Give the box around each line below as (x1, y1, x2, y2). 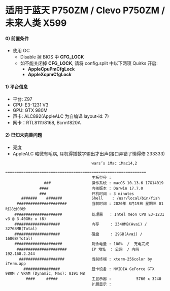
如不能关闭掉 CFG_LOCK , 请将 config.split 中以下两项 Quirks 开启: (20, 60, 158, 67)
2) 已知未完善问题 (5, 132, 42, 138)
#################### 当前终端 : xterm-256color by (18, 256, 152, 262)
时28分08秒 (5, 206, 26, 211)
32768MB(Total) (5, 226, 38, 231)
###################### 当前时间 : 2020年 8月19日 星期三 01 (16, 201, 164, 206)
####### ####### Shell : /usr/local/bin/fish (21, 196, 160, 201)
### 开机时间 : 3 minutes (39, 191, 134, 196)
